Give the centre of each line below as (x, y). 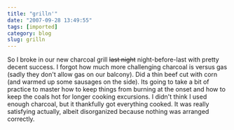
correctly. (21, 119)
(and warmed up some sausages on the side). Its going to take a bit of (108, 82)
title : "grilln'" (33, 14)
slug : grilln (26, 40)
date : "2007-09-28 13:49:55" (50, 20)
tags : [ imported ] (33, 27)
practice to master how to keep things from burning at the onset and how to (117, 89)
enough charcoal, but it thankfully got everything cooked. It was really (108, 104)
